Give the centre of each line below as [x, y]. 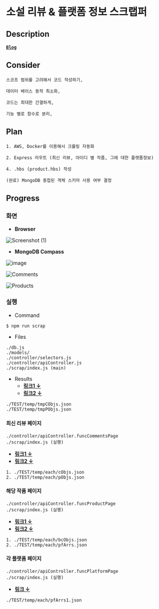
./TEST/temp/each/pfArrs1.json [44, 600]
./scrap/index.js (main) [36, 368]
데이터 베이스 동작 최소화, [33, 91]
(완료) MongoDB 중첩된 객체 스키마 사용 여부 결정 [59, 180]
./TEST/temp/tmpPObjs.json [39, 410]
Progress [23, 199]
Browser [25, 229]
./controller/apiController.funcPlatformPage [62, 572]
